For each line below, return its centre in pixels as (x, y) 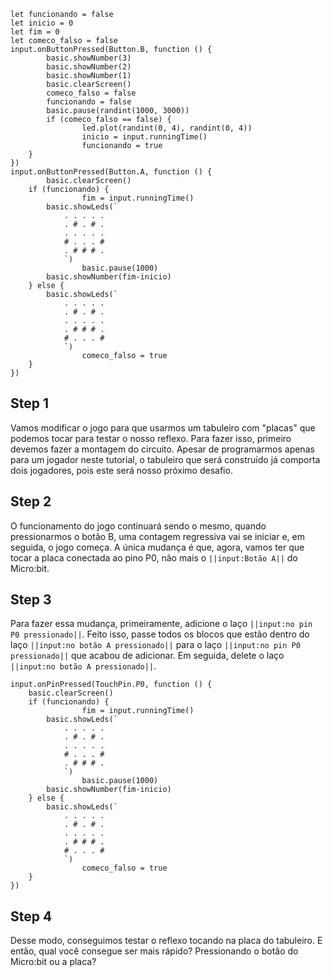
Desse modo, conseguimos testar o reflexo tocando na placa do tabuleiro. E (166, 941)
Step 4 (31, 916)
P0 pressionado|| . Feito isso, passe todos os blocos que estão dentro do (160, 634)
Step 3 (31, 600)
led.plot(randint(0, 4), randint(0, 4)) (167, 128)
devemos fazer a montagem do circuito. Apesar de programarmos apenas (162, 449)
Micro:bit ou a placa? (53, 962)
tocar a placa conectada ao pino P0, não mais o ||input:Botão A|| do (154, 557)
